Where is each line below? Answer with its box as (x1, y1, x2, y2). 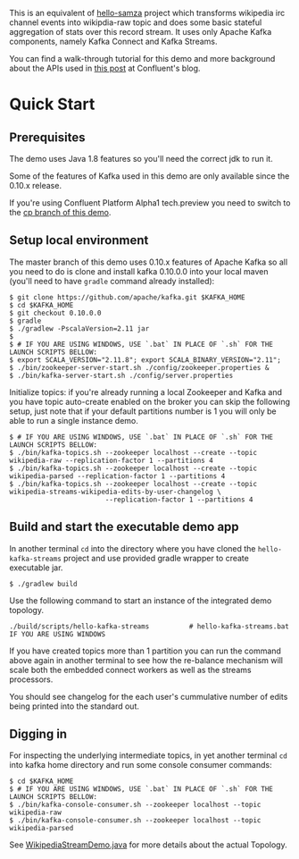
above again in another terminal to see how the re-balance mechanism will (9, 654, 284, 665)
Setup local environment (9, 232, 149, 248)
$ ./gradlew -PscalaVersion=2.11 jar (9, 324, 150, 333)
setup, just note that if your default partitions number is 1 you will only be (9, 406, 277, 417)
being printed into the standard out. (9, 701, 140, 712)
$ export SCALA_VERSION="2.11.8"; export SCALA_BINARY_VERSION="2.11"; (9, 355, 281, 365)
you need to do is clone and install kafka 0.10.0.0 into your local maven (9, 265, 270, 276)
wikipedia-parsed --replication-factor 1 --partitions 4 (9, 471, 226, 481)
